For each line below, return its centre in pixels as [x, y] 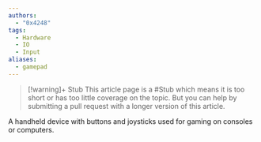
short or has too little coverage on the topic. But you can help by [132, 97]
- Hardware [33, 37]
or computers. [31, 129]
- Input [28, 52]
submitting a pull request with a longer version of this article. [126, 106]
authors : [23, 15]
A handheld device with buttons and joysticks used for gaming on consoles [130, 121]
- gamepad [31, 67]
